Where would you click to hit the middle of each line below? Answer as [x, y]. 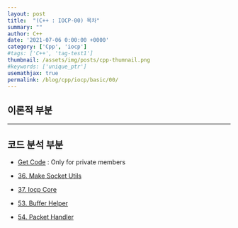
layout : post [27, 14]
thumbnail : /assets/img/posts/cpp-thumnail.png [79, 60]
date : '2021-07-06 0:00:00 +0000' [58, 40]
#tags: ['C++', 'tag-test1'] [50, 54]
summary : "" [25, 27]
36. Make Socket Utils [50, 176]
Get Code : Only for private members [72, 162]
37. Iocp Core [37, 189]
